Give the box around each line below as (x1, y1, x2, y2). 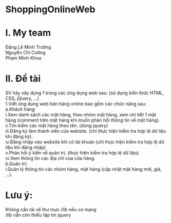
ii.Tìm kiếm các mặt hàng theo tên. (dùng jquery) (5, 123, 108, 129)
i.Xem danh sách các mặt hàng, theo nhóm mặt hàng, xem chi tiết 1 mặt (5, 112, 157, 118)
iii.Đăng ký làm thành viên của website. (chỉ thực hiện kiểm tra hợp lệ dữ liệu (5, 128, 166, 134)
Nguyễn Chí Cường (5, 50, 46, 56)
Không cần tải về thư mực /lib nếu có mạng (5, 207, 97, 212)
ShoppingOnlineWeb (5, 4, 96, 15)
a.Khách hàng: (5, 106, 36, 112)
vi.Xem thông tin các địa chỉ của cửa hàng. (5, 155, 96, 161)
